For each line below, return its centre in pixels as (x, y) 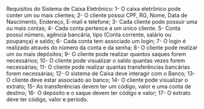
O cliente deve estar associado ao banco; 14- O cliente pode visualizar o (97, 80)
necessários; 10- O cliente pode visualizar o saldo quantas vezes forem (96, 61)
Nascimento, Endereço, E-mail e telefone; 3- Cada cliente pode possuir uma (102, 22)
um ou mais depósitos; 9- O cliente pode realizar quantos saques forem (97, 54)
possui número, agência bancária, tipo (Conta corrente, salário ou (89, 35)
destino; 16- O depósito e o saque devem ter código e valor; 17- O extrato (98, 93)
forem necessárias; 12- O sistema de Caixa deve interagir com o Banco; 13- (101, 73)
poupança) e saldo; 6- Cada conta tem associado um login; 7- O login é (96, 41)
